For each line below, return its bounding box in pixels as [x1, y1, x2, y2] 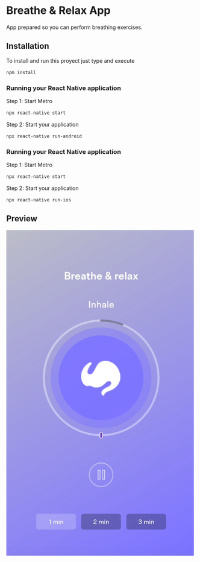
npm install [6, 69, 36, 75]
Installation [6, 41, 49, 51]
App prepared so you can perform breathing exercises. [6, 24, 143, 31]
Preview [6, 213, 38, 224]
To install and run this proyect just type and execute [6, 57, 135, 64]
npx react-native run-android [6, 133, 83, 139]
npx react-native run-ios [6, 197, 71, 203]
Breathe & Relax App [6, 4, 111, 17]
